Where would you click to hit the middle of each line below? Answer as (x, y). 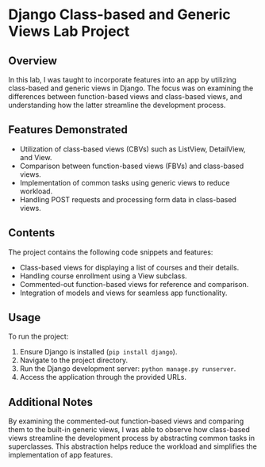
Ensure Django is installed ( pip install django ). (98, 352)
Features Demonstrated (68, 130)
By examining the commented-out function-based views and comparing (126, 421)
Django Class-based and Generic (120, 15)
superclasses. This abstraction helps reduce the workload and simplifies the (133, 446)
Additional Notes (51, 402)
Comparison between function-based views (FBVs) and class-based (132, 166)
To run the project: (38, 337)
